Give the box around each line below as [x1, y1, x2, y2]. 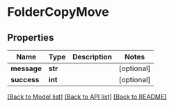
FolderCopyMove [7, 4, 109, 20]
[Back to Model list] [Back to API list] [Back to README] [7, 93, 167, 101]
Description [72, 52, 113, 61]
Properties [7, 32, 54, 43]
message [10, 64, 42, 73]
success [10, 75, 40, 84]
